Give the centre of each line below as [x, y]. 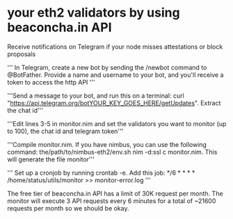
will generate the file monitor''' [51, 159]
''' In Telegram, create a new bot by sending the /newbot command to [107, 67]
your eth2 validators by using [94, 13]
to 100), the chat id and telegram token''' [65, 131]
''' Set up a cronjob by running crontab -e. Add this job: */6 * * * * [101, 173]
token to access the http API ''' [51, 82]
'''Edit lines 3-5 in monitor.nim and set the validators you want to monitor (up [117, 123]
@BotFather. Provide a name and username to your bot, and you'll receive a [115, 75]
